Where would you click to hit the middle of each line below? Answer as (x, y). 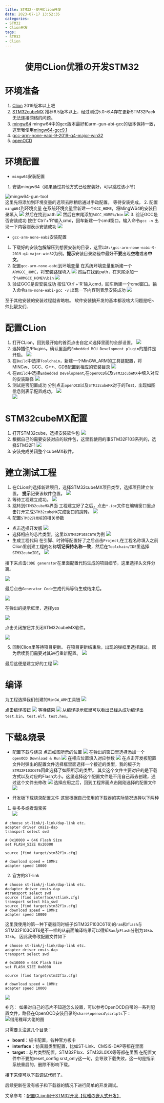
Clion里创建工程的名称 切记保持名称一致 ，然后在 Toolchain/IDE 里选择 (81, 546)
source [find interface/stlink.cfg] (42, 897)
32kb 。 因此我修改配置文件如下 (36, 936)
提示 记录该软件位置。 (43, 493)
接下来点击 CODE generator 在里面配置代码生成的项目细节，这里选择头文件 (78, 563)
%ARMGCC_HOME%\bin (35, 278)
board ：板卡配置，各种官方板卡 (44, 1040)
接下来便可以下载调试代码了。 (35, 1075)
